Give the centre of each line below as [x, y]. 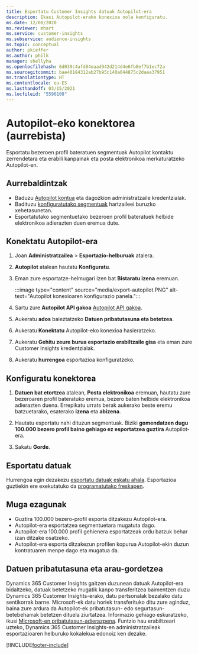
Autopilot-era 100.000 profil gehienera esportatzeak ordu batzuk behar [101, 531]
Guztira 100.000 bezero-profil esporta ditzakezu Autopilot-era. [91, 519]
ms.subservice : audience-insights [49, 39]
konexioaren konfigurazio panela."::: [97, 296]
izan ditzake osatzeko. [42, 538]
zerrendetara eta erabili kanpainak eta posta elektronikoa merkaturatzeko [95, 158]
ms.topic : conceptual [33, 45]
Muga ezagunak [36, 505]
